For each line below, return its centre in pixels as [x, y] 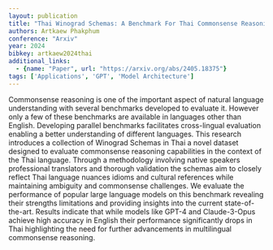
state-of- [239, 203]
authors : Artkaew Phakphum [54, 31]
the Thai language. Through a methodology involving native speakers [124, 160]
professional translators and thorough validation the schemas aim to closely [135, 168]
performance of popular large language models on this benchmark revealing [136, 194]
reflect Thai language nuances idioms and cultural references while [121, 177]
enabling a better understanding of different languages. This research [125, 134]
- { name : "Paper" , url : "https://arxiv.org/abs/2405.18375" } [121, 69]
